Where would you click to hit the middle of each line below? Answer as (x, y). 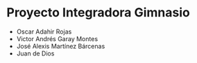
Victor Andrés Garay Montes (57, 38)
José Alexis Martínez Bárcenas (61, 46)
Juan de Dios (35, 53)
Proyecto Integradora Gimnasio (98, 13)
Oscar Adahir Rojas (44, 32)
